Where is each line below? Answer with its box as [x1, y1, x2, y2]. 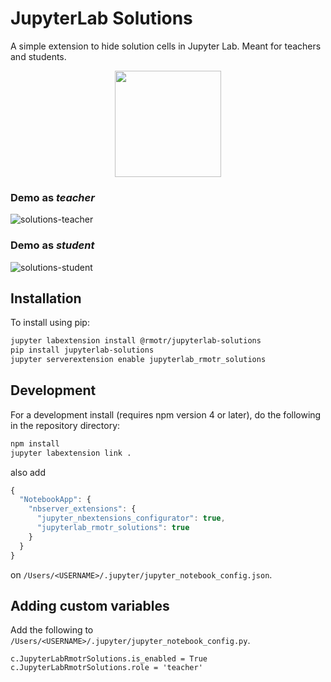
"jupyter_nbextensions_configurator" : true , [36, 513, 226, 524]
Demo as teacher [10, 190, 95, 204]
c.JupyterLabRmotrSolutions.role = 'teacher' [10, 663, 203, 673]
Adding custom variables [10, 597, 170, 614]
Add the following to [10, 624, 94, 636]
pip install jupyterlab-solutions [10, 345, 155, 356]
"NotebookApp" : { [19, 495, 92, 505]
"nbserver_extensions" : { [28, 504, 137, 514]
